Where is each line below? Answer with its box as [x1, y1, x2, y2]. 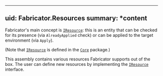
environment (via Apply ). [5, 37, 54, 43]
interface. [5, 66, 24, 72]
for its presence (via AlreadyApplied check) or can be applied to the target [5, 32, 154, 38]
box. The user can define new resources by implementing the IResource [5, 61, 149, 67]
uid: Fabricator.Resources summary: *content [5, 14, 147, 22]
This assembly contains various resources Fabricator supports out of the [5, 56, 150, 62]
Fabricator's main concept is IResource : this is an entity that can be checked [5, 27, 158, 33]
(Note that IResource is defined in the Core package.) [5, 46, 111, 52]
